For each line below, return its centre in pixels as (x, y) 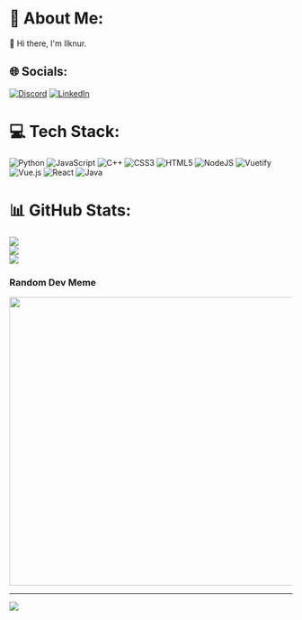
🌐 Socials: (39, 72)
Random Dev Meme (53, 282)
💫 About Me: (57, 18)
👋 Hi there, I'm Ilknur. (48, 43)
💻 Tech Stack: (65, 131)
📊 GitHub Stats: (71, 210)
